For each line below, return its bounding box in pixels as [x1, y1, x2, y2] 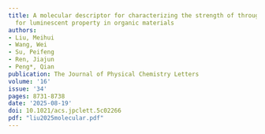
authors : [8, 26, 37, 34]
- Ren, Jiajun [8, 56, 55, 64]
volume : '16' [8, 77, 51, 85]
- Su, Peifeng [8, 48, 55, 56]
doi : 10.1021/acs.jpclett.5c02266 [8, 107, 122, 115]
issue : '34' [8, 84, 47, 93]
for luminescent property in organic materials [15, 19, 175, 27]
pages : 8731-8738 [8, 92, 65, 100]
